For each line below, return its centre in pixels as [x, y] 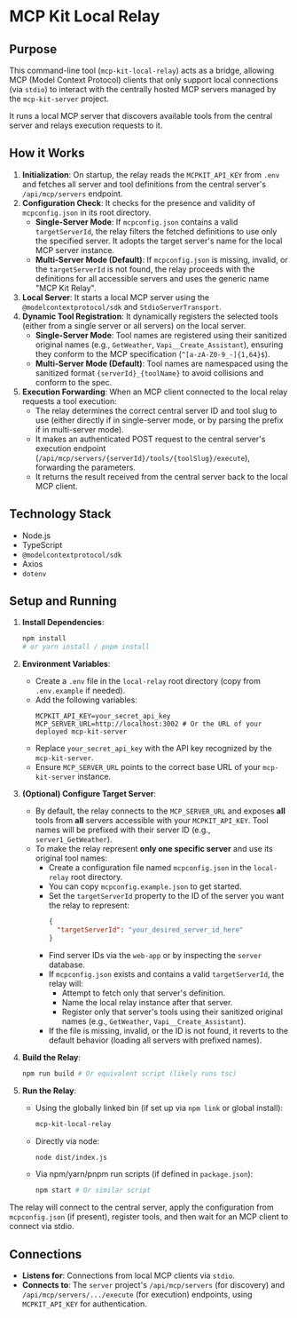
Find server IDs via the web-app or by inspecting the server [155, 955]
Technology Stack [60, 514]
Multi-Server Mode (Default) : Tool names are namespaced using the [162, 363]
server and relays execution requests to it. [86, 125]
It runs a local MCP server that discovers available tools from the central [141, 116]
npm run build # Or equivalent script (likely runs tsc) [129, 1073]
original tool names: [71, 858]
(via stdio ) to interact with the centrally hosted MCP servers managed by [143, 89]
